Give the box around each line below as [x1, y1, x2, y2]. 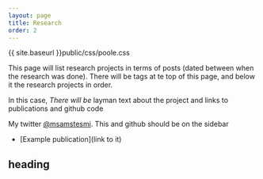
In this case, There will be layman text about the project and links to [8, 96, 228, 105]
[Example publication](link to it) [19, 135, 122, 144]
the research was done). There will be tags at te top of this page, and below [8, 72, 256, 82]
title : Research [8, 19, 62, 27]
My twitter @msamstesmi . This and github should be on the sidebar [8, 120, 229, 129]
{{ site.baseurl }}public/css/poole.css [8, 48, 131, 58]
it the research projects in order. [8, 80, 113, 89]
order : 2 [8, 26, 37, 34]
